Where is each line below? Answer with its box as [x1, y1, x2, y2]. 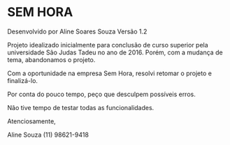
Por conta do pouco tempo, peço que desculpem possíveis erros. [7, 90, 196, 98]
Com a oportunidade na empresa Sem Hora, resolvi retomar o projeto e [7, 69, 212, 77]
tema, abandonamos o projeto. [7, 55, 96, 63]
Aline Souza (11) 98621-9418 [7, 130, 89, 139]
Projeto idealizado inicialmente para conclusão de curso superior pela [7, 40, 208, 49]
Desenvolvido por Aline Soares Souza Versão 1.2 [7, 27, 148, 36]
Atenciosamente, [7, 116, 56, 125]
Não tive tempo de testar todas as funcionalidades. [7, 103, 154, 112]
